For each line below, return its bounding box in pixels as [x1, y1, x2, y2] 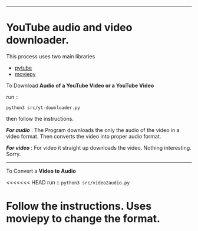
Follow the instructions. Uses [6, 200, 152, 213]
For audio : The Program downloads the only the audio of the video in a [6, 126, 180, 133]
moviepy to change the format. [6, 212, 161, 226]
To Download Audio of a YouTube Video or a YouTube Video [6, 82, 154, 89]
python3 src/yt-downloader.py [6, 104, 81, 111]
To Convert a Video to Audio [6, 167, 77, 174]
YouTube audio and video [6, 21, 133, 34]
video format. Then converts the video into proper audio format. [6, 133, 161, 140]
